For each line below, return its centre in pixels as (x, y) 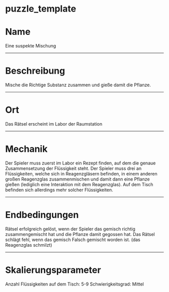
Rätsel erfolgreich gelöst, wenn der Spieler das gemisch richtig (70, 229)
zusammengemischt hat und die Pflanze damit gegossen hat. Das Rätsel (80, 234)
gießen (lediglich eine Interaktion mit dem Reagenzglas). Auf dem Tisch (79, 184)
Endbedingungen (42, 215)
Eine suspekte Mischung (31, 46)
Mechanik (26, 149)
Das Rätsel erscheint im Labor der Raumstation (54, 124)
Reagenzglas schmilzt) (29, 245)
